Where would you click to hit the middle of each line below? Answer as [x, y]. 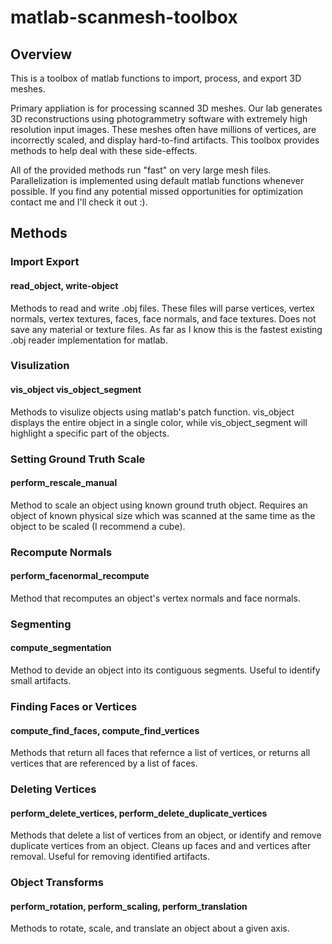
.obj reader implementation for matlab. [89, 340]
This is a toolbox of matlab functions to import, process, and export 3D [156, 78]
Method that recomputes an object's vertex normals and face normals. [155, 598]
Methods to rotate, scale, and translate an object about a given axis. [150, 928]
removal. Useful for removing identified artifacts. [110, 857]
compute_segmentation [61, 648]
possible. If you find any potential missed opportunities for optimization [157, 191]
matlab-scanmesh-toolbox [124, 17]
